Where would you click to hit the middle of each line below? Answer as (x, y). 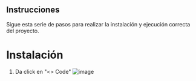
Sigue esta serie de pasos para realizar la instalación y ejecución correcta (98, 24)
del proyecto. (23, 31)
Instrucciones (33, 10)
